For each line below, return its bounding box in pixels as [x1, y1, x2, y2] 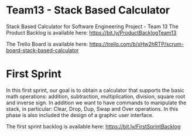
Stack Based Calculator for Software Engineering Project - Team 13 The [6, 23, 179, 30]
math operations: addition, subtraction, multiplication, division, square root [6, 93, 186, 100]
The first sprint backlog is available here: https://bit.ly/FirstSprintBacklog [6, 123, 181, 130]
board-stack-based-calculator [6, 46, 79, 53]
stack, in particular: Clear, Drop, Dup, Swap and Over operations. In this [6, 105, 179, 112]
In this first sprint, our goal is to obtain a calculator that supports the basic [6, 86, 184, 94]
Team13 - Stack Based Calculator [6, 4, 170, 17]
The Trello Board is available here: [6, 40, 88, 47]
